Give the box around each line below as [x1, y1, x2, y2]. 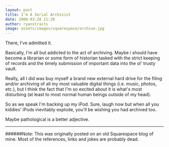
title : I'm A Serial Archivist [5, 12, 71, 17]
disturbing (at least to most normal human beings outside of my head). [5, 92, 151, 98]
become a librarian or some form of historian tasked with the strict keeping [5, 55, 160, 61]
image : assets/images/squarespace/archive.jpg [5, 26, 105, 31]
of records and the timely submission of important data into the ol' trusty [5, 60, 156, 66]
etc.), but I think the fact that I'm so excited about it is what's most [5, 86, 142, 92]
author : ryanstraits [5, 21, 49, 27]
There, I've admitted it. [5, 40, 52, 46]
